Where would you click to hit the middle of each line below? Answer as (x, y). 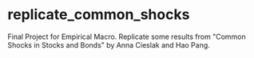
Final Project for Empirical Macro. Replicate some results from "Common (127, 37)
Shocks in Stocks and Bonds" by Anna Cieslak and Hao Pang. (109, 44)
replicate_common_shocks (99, 15)
